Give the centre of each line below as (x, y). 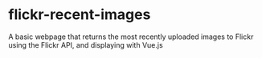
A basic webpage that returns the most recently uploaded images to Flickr (131, 37)
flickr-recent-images (80, 15)
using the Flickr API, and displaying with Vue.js (86, 44)
